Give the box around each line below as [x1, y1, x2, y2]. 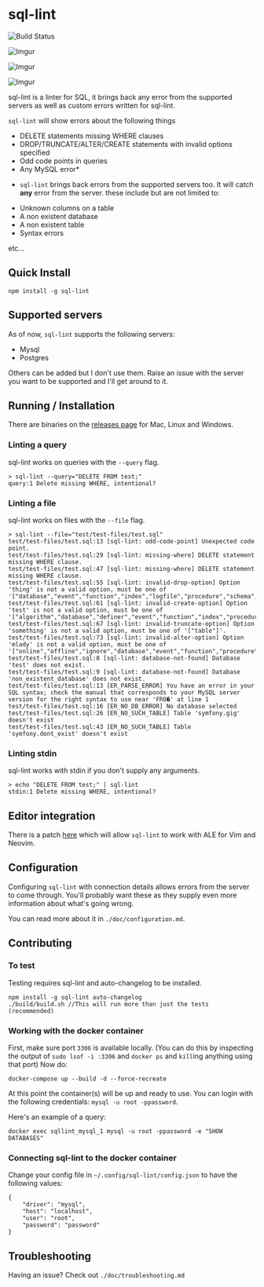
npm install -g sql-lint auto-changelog [8, 993, 143, 1001]
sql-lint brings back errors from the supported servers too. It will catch [19, 179, 254, 189]
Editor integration [8, 809, 96, 822]
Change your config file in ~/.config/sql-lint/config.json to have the [8, 1170, 238, 1179]
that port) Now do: [8, 1059, 68, 1069]
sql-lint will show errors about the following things [8, 115, 176, 125]
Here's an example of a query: [8, 1112, 106, 1121]
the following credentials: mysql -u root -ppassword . [8, 1097, 178, 1106]
